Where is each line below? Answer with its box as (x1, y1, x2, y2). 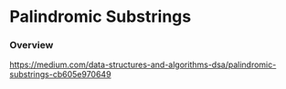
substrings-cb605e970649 (9, 69, 111, 80)
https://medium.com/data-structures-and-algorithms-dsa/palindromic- (9, 59, 277, 70)
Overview (9, 39, 54, 52)
